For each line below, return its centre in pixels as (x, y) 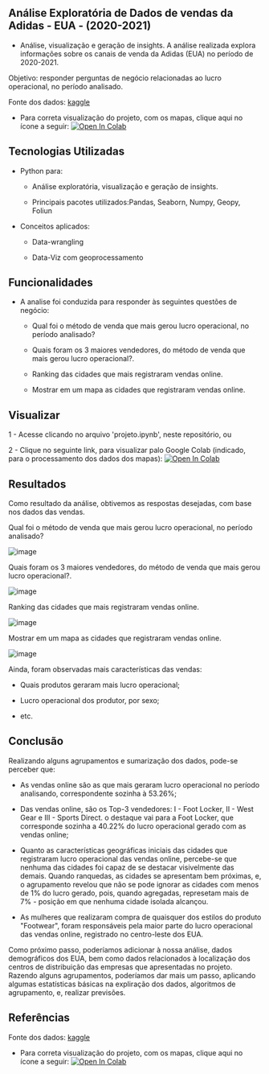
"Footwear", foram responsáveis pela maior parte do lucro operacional (136, 925)
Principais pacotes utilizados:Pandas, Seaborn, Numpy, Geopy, (136, 202)
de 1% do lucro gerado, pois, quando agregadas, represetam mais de (134, 893)
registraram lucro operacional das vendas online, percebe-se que (128, 858)
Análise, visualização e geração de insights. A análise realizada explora (138, 45)
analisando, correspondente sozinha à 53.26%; (98, 793)
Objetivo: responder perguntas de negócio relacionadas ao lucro (115, 78)
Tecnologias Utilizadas (67, 152)
